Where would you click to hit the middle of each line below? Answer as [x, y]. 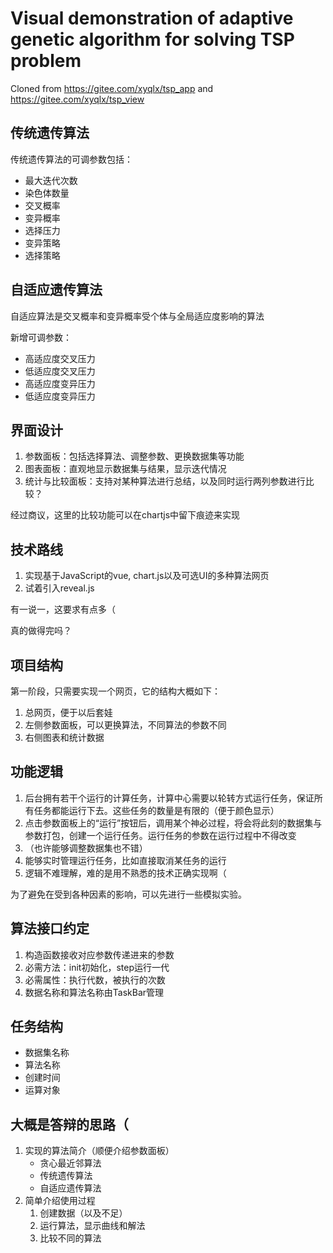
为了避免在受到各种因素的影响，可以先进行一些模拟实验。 [128, 894]
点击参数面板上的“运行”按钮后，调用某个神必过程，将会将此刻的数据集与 [173, 823]
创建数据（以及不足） [83, 1213]
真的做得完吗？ [41, 631]
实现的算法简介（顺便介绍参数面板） [99, 1151]
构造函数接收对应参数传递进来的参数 [99, 954]
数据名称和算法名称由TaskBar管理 [94, 992]
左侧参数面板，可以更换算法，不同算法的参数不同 [125, 725]
